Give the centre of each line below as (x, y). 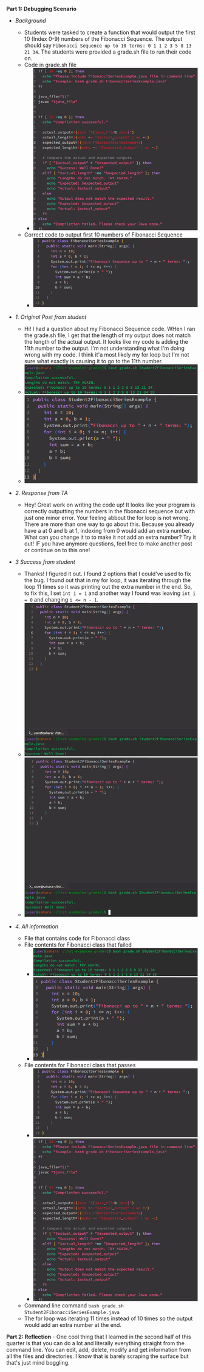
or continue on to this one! (57, 550)
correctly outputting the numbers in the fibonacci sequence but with (110, 511)
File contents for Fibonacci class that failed (78, 945)
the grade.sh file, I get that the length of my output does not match (107, 335)
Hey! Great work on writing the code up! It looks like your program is (110, 505)
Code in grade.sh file (50, 65)
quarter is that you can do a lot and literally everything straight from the (96, 1343)
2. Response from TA (41, 493)
